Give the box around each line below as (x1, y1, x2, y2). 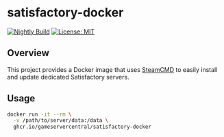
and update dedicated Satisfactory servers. (7, 73, 129, 81)
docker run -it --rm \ (7, 111, 72, 118)
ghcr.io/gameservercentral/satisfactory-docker (13, 123, 152, 131)
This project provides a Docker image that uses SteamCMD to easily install (7, 65, 218, 73)
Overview (7, 47, 50, 59)
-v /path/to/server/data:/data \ (13, 117, 109, 124)
